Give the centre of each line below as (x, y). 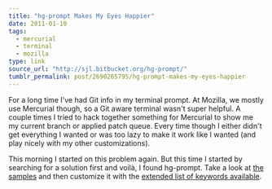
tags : (18, 31)
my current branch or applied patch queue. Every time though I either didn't (135, 125)
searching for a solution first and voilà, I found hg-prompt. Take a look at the (136, 167)
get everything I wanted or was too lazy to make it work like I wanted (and (132, 134)
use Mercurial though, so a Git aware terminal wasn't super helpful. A (125, 108)
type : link (27, 62)
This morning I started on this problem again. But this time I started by (125, 159)
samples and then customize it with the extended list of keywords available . (135, 176)
